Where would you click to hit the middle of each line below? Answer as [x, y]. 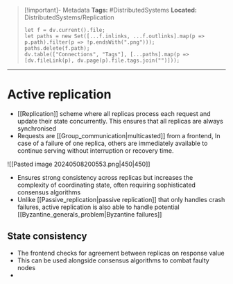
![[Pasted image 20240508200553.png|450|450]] [79, 164]
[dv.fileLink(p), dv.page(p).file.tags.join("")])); [102, 60]
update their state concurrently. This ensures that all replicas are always [120, 121]
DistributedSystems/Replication [69, 17]
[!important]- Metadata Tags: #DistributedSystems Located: [111, 10]
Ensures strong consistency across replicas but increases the [105, 177]
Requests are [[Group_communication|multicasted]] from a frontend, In [119, 135]
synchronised [37, 128]
